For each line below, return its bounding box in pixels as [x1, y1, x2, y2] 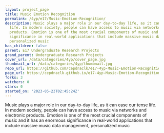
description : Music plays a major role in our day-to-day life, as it [5, 20, 152, 26]
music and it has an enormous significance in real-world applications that [5, 117, 153, 123]
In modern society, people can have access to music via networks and [5, 107, 147, 113]
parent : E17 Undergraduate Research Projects [5, 48, 99, 53]
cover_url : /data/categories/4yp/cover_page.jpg [5, 57, 106, 62]
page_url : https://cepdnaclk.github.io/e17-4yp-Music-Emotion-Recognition [5, 71, 161, 76]
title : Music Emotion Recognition [5, 12, 76, 17]
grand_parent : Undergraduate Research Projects [5, 52, 104, 57]
